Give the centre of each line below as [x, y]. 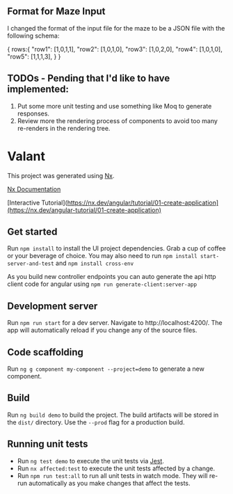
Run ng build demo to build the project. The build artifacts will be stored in [113, 415]
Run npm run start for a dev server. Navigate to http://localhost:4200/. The [115, 323]
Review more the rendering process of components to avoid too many [117, 120]
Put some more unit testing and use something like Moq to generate [114, 106]
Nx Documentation [34, 189]
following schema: [33, 35]
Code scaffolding [45, 352]
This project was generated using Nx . [61, 175]
